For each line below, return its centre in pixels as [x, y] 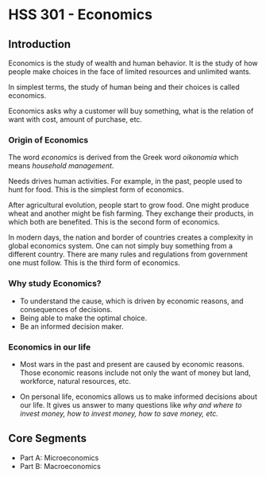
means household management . [61, 166]
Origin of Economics [48, 139]
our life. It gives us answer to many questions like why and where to [131, 405]
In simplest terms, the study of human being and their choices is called [124, 87]
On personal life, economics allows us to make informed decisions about [139, 397]
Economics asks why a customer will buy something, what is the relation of [131, 111]
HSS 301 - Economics [81, 15]
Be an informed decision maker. [71, 326]
